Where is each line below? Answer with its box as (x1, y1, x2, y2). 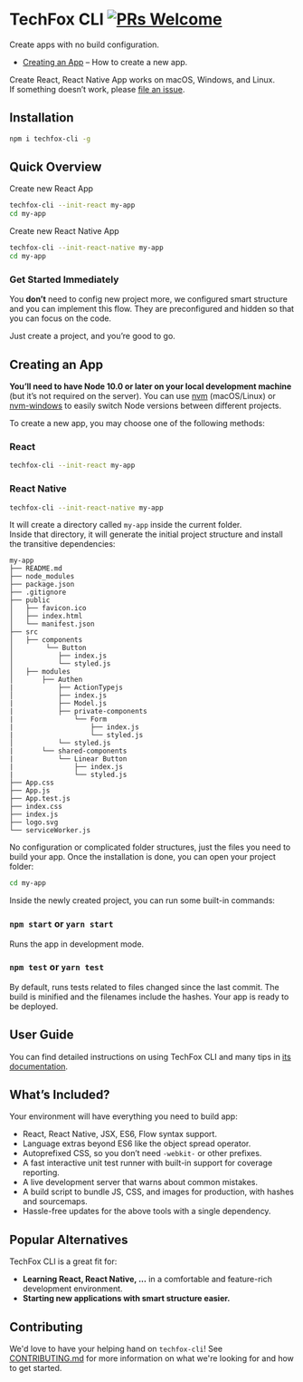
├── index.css (9, 803, 63, 812)
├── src (9, 628, 39, 637)
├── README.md (9, 564, 63, 573)
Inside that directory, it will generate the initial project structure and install (9, 529, 283, 540)
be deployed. (9, 1000, 59, 1011)
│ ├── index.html (9, 612, 83, 621)
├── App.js (9, 786, 51, 795)
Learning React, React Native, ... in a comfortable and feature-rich (22, 1274, 273, 1285)
